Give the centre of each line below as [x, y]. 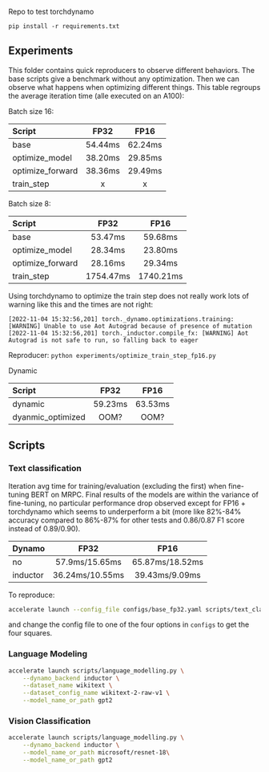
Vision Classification [50, 721]
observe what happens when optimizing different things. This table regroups [134, 87]
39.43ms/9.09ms [168, 575]
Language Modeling [48, 654]
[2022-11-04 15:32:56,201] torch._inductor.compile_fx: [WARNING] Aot [128, 333]
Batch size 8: [30, 203]
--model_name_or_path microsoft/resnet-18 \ [96, 753]
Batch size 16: [31, 111]
